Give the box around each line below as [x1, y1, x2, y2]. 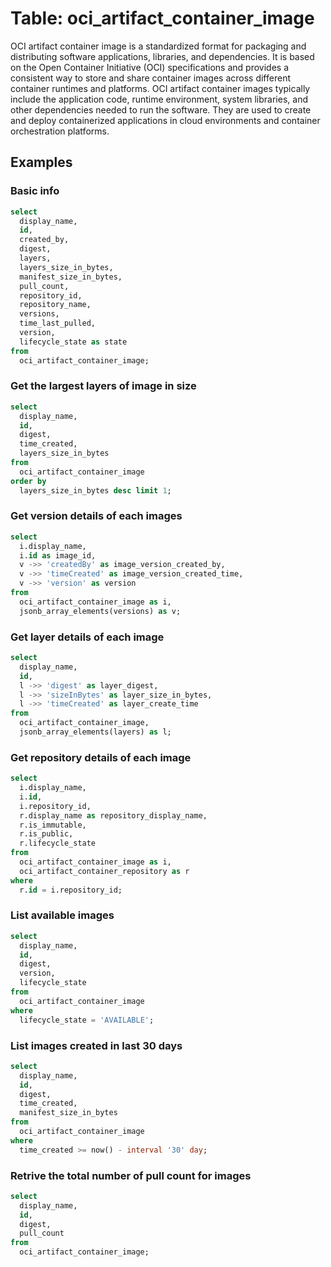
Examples [10, 154, 73, 171]
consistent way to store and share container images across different [10, 72, 291, 84]
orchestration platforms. [10, 125, 110, 137]
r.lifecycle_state [19, 838, 97, 849]
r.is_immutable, [19, 820, 87, 830]
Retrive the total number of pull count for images [10, 1168, 252, 1182]
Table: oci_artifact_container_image [10, 7, 315, 30]
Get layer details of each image [10, 630, 165, 644]
